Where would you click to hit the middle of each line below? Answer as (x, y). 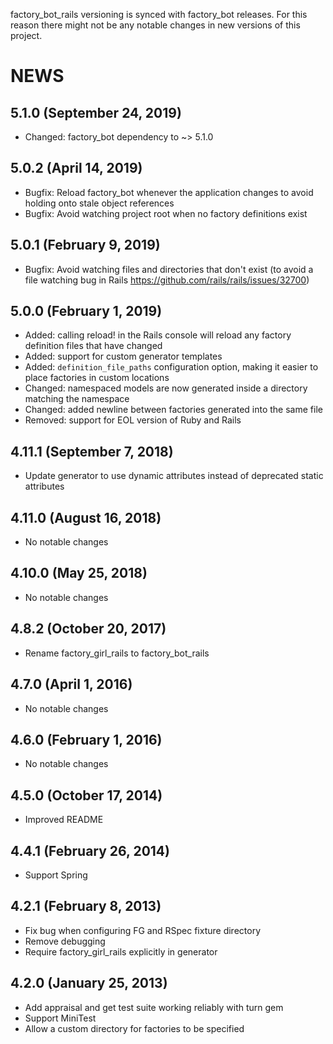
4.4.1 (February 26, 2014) (90, 850)
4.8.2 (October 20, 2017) (88, 629)
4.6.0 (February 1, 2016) (86, 739)
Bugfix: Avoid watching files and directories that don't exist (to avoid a (169, 269)
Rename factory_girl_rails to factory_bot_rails (117, 653)
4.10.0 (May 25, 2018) (79, 573)
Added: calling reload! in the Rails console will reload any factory (158, 335)
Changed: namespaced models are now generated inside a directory (166, 388)
